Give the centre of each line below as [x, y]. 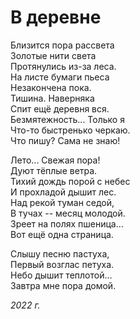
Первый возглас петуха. [62, 264]
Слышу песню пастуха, [60, 253]
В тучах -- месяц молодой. [68, 213]
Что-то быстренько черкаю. [70, 130]
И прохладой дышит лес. [63, 192]
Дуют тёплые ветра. [54, 170]
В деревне [56, 17]
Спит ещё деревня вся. [60, 108]
